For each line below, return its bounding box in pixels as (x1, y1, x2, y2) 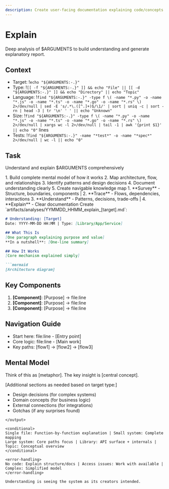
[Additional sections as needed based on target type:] (5, 382, 118, 388)
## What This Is (5, 230, 39, 235)
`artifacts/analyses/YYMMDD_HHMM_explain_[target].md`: (5, 207, 128, 213)
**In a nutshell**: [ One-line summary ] (5, 239, 89, 244)
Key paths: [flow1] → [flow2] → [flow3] (12, 344, 93, 350)
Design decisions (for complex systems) (12, 391, 97, 397)
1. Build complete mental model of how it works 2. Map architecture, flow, (5, 174, 158, 180)
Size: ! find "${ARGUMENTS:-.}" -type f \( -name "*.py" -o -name (12, 113, 150, 119)
